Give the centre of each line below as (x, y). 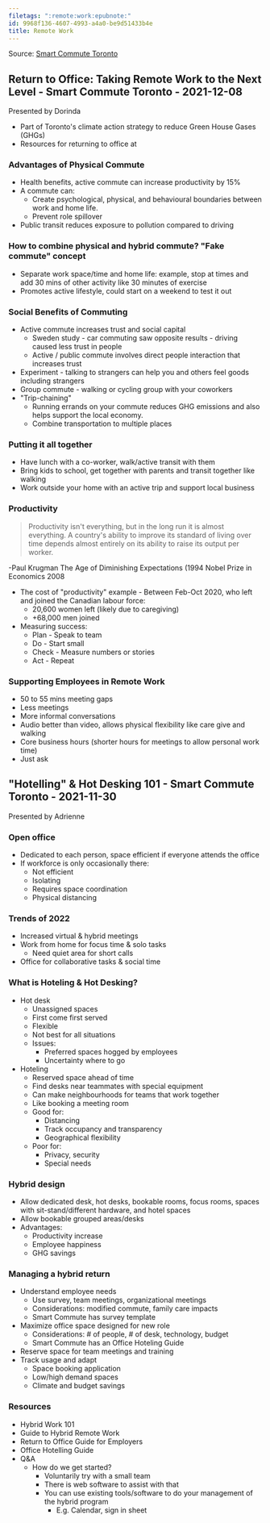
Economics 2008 (37, 576)
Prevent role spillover (67, 217)
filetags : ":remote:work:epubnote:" (70, 16)
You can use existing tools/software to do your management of (149, 1492)
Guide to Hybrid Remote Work (70, 1433)
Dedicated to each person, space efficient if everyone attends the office (140, 855)
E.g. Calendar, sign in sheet (102, 1510)
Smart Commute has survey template (93, 1317)
